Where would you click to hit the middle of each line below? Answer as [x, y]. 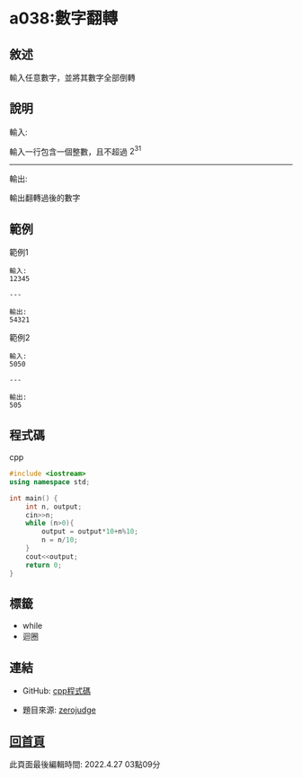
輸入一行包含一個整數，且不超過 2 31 [75, 151]
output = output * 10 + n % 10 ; [90, 532]
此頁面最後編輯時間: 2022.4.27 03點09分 [85, 765]
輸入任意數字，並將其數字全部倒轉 [72, 78]
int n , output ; [54, 507]
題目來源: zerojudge [59, 710]
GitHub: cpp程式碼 [57, 691]
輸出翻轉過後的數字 [45, 198]
